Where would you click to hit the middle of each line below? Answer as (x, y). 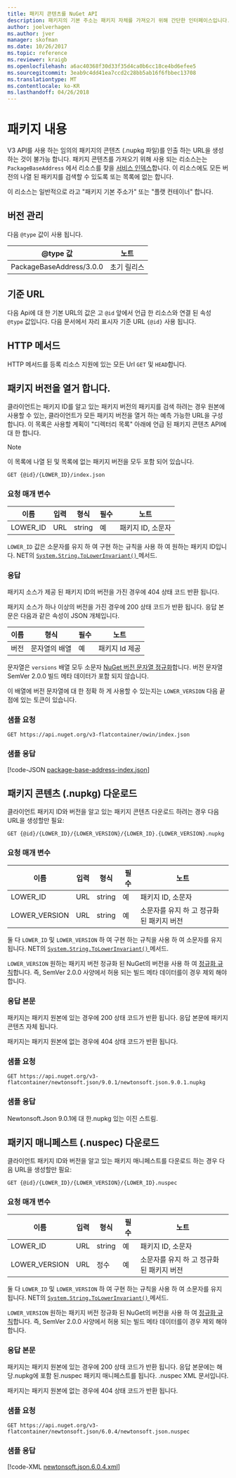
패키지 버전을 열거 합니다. (59, 388)
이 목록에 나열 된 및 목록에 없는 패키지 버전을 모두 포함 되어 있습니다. (101, 461)
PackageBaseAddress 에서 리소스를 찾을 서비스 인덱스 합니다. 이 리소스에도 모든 (114, 168)
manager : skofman (33, 40)
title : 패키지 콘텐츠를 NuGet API (53, 14)
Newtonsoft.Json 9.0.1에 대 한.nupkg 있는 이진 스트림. (83, 1118)
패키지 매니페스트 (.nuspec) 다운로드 (83, 1142)
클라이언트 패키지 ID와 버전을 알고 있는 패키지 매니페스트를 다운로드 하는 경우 (112, 1161)
